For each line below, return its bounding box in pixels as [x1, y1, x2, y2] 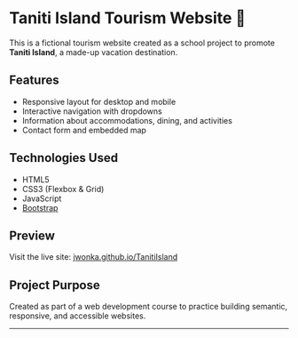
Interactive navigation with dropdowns [21, 106, 162, 117]
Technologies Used [9, 150, 118, 165]
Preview [9, 228, 56, 243]
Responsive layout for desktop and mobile [21, 96, 176, 107]
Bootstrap [21, 202, 59, 213]
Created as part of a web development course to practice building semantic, [9, 302, 288, 312]
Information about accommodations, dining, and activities [21, 115, 233, 125]
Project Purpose [9, 278, 100, 293]
